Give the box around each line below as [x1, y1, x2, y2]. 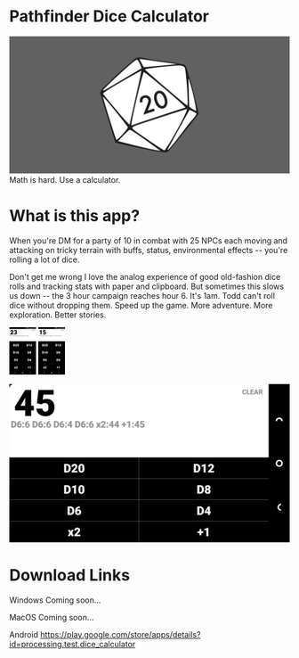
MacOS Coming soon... [9, 612, 94, 622]
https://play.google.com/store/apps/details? [39, 629, 202, 639]
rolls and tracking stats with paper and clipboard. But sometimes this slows [9, 281, 285, 292]
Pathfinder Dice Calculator [9, 6, 210, 27]
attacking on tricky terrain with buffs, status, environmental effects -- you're [9, 244, 288, 255]
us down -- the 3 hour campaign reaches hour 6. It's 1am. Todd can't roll [9, 290, 276, 300]
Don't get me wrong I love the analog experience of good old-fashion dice [9, 271, 281, 282]
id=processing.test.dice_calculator [9, 638, 136, 649]
